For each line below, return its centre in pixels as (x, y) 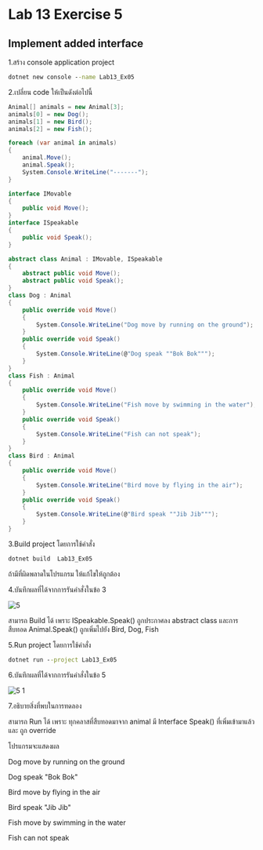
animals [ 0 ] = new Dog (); (49, 114)
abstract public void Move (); (72, 274)
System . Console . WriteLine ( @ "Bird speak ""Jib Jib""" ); (128, 514)
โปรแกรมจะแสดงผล (34, 746)
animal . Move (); (47, 158)
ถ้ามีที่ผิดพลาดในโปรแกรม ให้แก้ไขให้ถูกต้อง (64, 574)
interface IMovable (40, 194)
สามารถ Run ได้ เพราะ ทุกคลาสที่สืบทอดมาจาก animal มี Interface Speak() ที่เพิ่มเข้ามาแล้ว (131, 721)
